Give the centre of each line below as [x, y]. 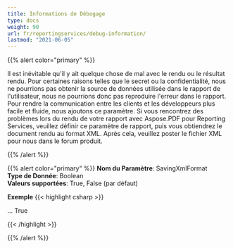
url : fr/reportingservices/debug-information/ [77, 33]
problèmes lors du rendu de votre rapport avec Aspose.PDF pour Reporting [116, 119]
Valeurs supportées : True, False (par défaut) [73, 183]
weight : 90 [23, 27]
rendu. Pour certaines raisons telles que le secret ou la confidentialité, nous [117, 81]
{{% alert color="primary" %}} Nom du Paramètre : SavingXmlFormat [107, 168]
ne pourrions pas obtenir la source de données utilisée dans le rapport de [114, 89]
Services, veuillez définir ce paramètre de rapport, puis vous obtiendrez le [115, 126]
